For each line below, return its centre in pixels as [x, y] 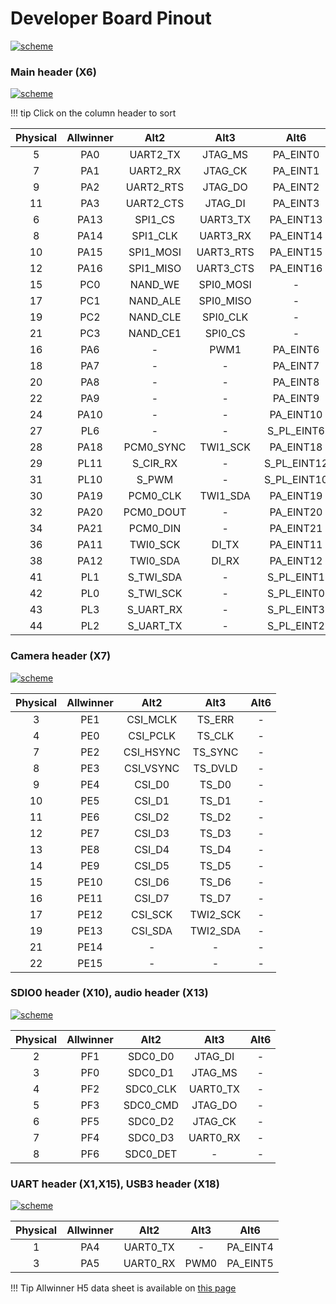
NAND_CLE [155, 317]
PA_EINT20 [296, 512]
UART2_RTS [155, 187]
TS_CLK [215, 735]
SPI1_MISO [155, 269]
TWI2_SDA [215, 930]
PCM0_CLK [155, 496]
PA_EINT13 [296, 220]
